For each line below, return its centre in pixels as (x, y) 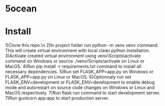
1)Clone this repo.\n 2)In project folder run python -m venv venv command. (82, 45)
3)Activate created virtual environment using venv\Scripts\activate (73, 56)
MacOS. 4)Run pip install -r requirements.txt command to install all (73, 66)
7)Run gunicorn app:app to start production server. (57, 98)
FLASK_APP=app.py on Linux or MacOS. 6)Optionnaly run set (68, 77)
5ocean (21, 9)
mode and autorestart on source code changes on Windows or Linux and (80, 88)
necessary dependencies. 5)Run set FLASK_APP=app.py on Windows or (79, 72)
